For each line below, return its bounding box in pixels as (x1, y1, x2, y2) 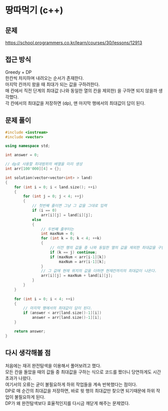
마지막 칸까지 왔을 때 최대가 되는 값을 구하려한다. (5, 81, 100, 87)
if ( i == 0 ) (31, 208, 57, 213)
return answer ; (14, 329, 46, 334)
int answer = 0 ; (5, 152, 39, 158)
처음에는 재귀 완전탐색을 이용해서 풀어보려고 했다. (5, 363, 101, 369)
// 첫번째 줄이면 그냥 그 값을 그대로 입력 (31, 203, 107, 209)
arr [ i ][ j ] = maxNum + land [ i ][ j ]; (40, 273, 113, 278)
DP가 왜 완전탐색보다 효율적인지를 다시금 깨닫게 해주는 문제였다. (5, 400, 130, 406)
